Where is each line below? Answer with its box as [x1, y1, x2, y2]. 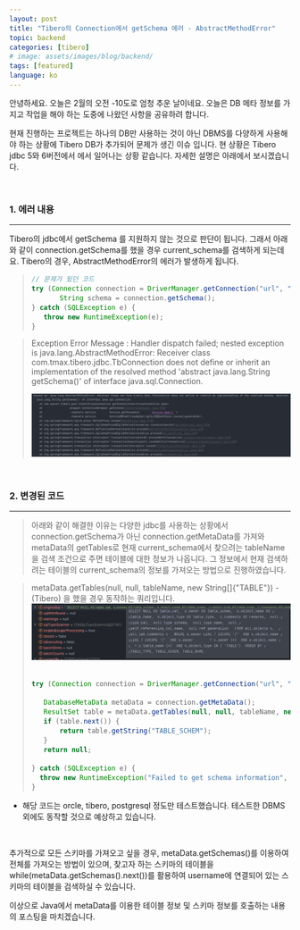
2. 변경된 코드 [9, 490, 65, 502]
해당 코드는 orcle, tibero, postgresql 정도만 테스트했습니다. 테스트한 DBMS [21, 800, 286, 811]
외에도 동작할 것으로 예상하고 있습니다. [21, 811, 156, 822]
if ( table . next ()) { [43, 717, 121, 726]
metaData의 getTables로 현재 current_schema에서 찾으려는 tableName [30, 542, 286, 553]
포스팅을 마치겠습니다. [18, 911, 96, 922]
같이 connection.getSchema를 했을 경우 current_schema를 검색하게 [18, 245, 261, 256]
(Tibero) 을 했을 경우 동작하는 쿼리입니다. [30, 593, 176, 604]
